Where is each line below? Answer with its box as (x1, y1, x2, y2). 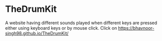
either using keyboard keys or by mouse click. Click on (5, 25, 117, 31)
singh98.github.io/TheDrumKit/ (5, 30, 69, 36)
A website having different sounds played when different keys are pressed (5, 20, 158, 26)
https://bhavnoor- (118, 25, 155, 31)
